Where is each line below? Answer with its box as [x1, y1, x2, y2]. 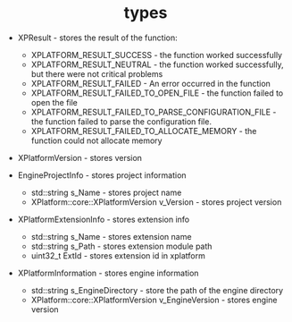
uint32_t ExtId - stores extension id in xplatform [30, 250, 205, 261]
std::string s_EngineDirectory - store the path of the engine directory [30, 284, 284, 295]
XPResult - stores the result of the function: [17, 32, 178, 43]
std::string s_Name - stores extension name [30, 231, 192, 241]
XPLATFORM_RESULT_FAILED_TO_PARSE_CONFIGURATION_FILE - [30, 106, 277, 117]
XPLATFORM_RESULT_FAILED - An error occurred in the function [30, 78, 271, 89]
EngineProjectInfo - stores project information [17, 169, 187, 181]
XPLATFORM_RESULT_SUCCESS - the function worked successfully [30, 49, 283, 60]
